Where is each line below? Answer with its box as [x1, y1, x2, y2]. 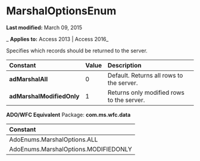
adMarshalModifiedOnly [9, 92, 80, 100]
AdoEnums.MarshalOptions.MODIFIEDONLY [9, 145, 132, 153]
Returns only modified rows [107, 88, 185, 97]
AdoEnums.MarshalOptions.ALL [9, 135, 98, 144]
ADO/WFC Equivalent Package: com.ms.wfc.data [6, 111, 131, 118]
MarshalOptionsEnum [6, 4, 117, 18]
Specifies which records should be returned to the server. [6, 47, 148, 54]
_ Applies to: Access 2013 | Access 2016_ [6, 35, 109, 42]
